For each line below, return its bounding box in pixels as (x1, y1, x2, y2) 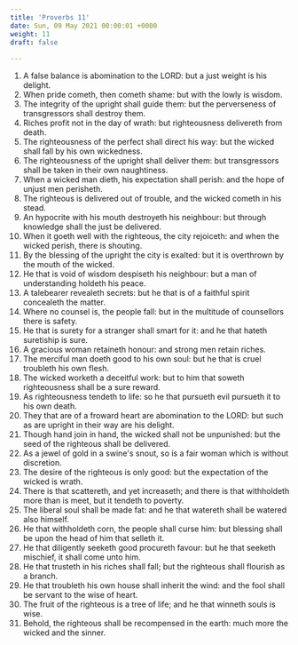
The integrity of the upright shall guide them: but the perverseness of (22, 99, 277, 109)
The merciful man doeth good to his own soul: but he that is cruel (22, 354, 262, 364)
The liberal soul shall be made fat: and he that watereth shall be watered (22, 505, 287, 515)
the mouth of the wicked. (22, 259, 114, 270)
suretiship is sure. (22, 335, 88, 346)
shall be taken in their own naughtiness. (22, 165, 169, 176)
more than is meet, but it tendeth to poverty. (22, 495, 184, 506)
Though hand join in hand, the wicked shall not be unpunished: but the (22, 429, 281, 440)
